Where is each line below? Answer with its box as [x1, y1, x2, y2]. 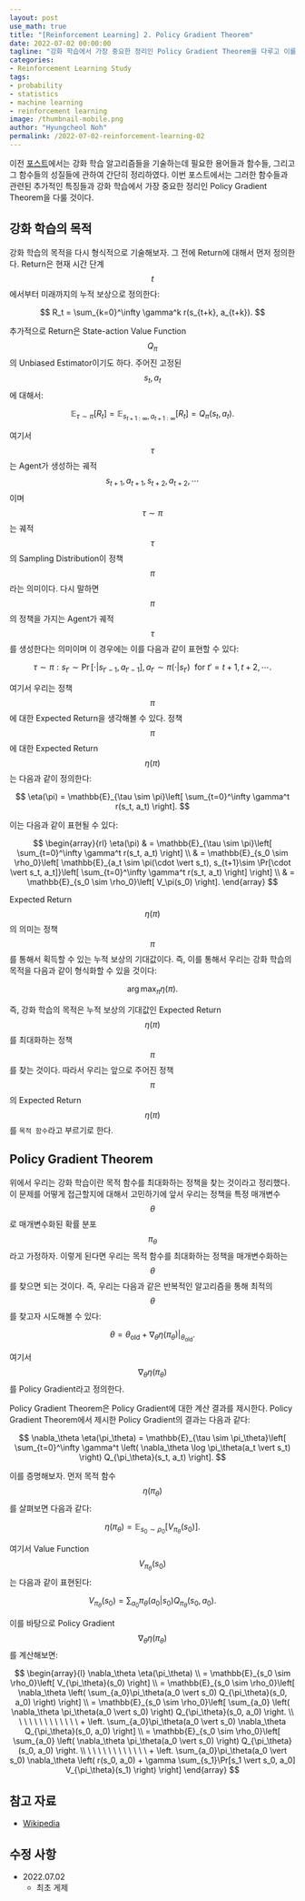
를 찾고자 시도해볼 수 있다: [9, 1311, 102, 1322]
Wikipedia [22, 1818, 61, 1829]
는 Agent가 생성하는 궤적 [9, 460, 98, 471]
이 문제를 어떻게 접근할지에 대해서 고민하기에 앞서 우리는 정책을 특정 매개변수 [9, 1188, 281, 1199]
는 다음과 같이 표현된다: [9, 1577, 93, 1588]
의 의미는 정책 [9, 924, 59, 934]
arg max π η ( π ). [126, 983, 179, 996]
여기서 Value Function [9, 1544, 90, 1554]
